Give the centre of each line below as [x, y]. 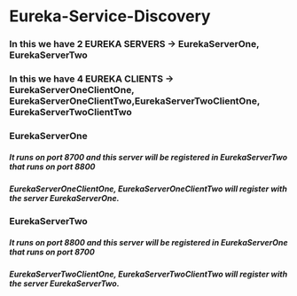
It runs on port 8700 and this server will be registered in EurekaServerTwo [148, 157]
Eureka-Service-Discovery [110, 16]
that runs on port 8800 [52, 167]
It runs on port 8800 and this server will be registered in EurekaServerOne [148, 242]
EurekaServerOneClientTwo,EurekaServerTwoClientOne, [134, 101]
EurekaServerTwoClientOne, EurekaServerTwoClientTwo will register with [148, 274]
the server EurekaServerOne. [64, 198]
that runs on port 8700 [52, 252]
